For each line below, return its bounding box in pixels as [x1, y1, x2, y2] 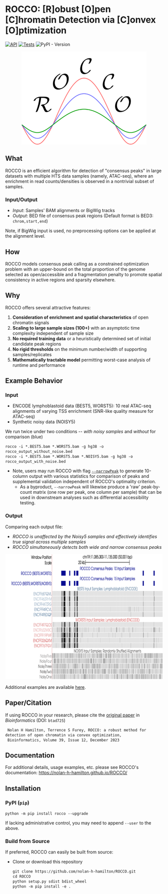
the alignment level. [5, 233, 46, 239]
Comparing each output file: [5, 524, 63, 530]
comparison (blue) [5, 434, 43, 440]
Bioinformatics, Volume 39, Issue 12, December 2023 [7, 737, 120, 742]
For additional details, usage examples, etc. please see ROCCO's [5, 764, 139, 770]
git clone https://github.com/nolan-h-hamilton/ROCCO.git [12, 869, 136, 874]
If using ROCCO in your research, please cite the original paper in [5, 712, 140, 718]
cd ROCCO [12, 874, 31, 879]
